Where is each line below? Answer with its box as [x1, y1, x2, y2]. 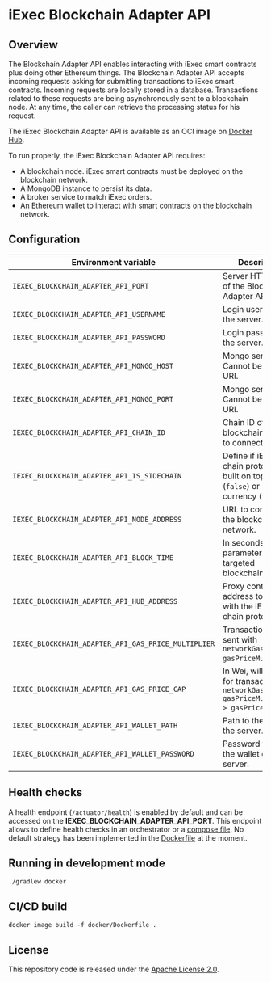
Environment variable [71, 256, 156, 268]
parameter [223, 547, 262, 558]
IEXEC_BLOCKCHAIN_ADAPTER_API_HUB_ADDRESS [12, 596, 178, 605]
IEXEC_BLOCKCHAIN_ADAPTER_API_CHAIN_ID [12, 428, 165, 437]
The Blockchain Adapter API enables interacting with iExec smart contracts [8, 59, 257, 69]
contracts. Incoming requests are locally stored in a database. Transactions [8, 85, 259, 95]
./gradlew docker [8, 878, 67, 886]
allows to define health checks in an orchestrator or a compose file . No [8, 824, 244, 834]
